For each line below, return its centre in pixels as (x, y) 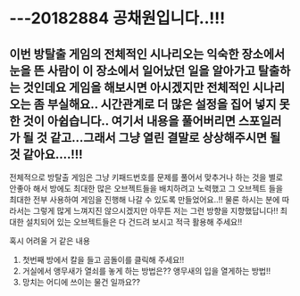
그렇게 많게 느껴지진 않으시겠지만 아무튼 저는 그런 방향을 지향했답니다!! (155, 211)
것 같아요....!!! (46, 154)
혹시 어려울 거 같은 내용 (50, 241)
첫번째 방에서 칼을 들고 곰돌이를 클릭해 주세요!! (103, 260)
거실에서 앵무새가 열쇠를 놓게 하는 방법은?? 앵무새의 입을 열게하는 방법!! (146, 271)
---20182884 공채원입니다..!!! (117, 18)
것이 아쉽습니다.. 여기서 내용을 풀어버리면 (129, 121)
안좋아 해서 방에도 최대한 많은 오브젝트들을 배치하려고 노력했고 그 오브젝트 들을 (146, 189)
